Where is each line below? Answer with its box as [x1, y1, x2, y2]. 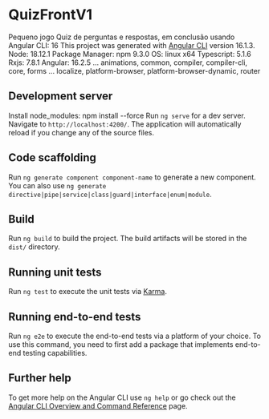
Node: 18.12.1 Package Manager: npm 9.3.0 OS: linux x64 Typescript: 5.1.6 [8, 49, 251, 58]
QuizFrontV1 [8, 6, 93, 24]
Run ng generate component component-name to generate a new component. [8, 172, 257, 182]
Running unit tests [8, 265, 102, 279]
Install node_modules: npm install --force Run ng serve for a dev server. [8, 111, 247, 120]
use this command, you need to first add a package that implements [8, 340, 234, 349]
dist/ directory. [8, 242, 60, 252]
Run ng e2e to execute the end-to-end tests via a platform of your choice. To [8, 331, 262, 340]
